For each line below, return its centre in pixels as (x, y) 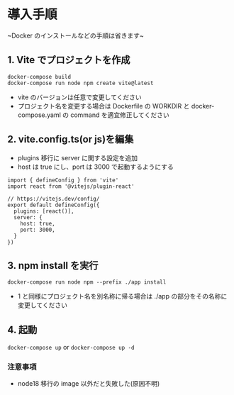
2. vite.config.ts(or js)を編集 (71, 139)
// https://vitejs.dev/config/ (54, 199)
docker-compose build (39, 77)
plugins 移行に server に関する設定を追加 (78, 157)
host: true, (38, 223)
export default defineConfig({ (54, 205)
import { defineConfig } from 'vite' (63, 180)
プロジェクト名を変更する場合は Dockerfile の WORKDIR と (104, 106)
